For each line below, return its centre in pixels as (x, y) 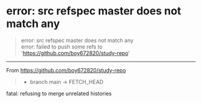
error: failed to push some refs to (62, 47)
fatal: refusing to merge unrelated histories (59, 93)
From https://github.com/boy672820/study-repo (66, 70)
